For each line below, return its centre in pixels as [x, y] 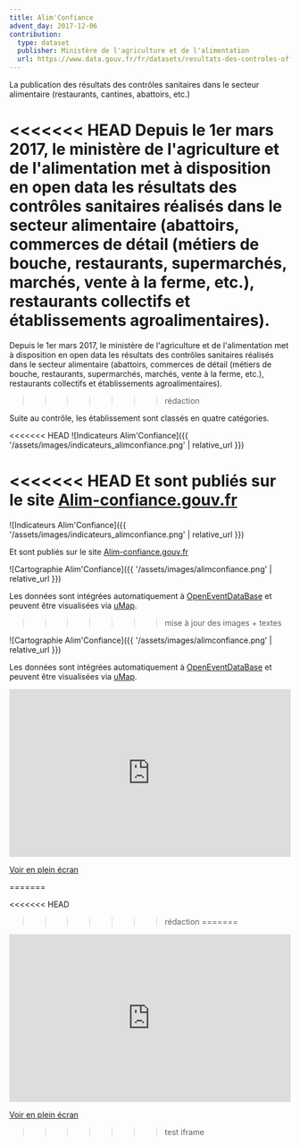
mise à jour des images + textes [223, 622]
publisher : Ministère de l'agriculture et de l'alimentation [133, 51]
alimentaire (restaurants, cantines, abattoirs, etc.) [100, 94]
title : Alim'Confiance [51, 17]
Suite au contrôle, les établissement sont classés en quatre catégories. [139, 418]
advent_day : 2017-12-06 [54, 26]
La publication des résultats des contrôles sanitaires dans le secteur [134, 85]
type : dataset [43, 43]
